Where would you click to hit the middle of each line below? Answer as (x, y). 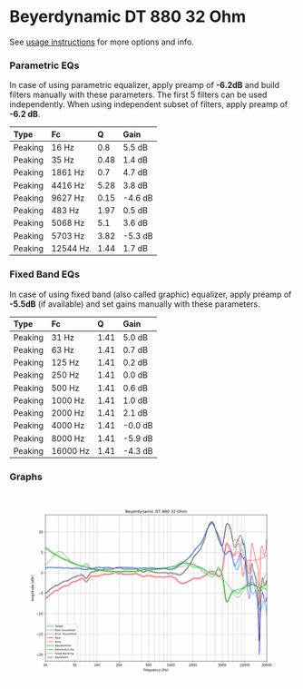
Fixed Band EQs (44, 274)
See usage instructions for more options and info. (102, 42)
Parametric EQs (44, 65)
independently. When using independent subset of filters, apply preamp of (149, 104)
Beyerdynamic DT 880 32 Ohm (128, 17)
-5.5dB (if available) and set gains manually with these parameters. (135, 304)
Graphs (26, 477)
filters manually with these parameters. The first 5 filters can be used (138, 95)
